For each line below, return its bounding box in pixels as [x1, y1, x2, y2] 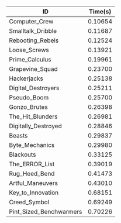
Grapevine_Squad [9, 65, 58, 73]
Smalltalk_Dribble [9, 27, 57, 35]
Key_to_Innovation [9, 188, 59, 197]
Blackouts [9, 150, 36, 159]
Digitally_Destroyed [9, 122, 63, 130]
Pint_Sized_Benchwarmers [9, 208, 82, 215]
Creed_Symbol [9, 198, 50, 206]
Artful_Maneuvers [9, 179, 58, 187]
